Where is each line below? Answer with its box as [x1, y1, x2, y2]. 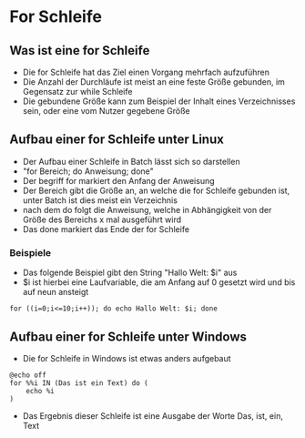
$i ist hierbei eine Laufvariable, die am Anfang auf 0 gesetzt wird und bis [22, 277, 296, 288]
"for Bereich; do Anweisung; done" [22, 166, 155, 177]
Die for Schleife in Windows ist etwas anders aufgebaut [22, 352, 231, 363]
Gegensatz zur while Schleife [22, 87, 133, 97]
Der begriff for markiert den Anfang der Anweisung [22, 175, 216, 186]
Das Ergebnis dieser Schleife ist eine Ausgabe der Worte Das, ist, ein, [22, 410, 284, 421]
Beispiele [9, 246, 52, 259]
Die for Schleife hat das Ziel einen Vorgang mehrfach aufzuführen [22, 66, 270, 77]
